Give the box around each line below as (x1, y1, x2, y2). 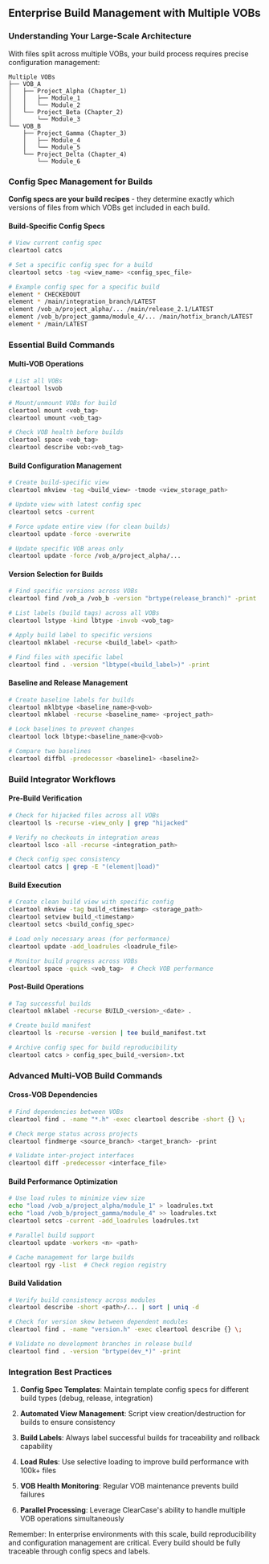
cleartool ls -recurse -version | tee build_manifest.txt (8, 1029, 206, 1038)
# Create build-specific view (8, 478, 110, 487)
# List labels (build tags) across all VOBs (8, 609, 160, 617)
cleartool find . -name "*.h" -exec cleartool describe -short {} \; (8, 1115, 247, 1124)
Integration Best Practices (8, 1366, 112, 1378)
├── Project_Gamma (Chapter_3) (22, 129, 128, 137)
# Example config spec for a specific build (8, 283, 160, 291)
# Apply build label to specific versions (8, 631, 153, 639)
